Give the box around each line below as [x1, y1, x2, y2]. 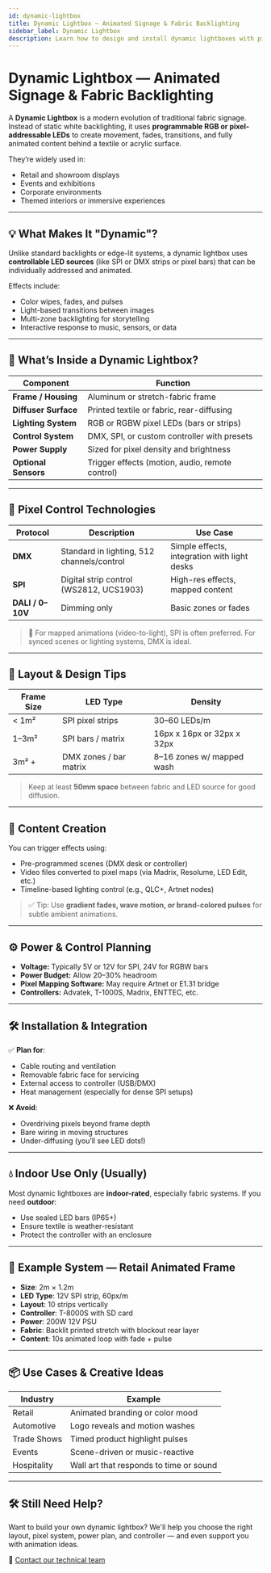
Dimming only [60, 602, 113, 613]
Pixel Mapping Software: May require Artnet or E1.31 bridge [19, 979, 219, 989]
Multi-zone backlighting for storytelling [19, 314, 150, 323]
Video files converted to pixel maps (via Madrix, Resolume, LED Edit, [19, 868, 248, 877]
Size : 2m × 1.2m [19, 1282, 74, 1292]
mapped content [170, 583, 233, 595]
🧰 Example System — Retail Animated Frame [8, 1261, 236, 1275]
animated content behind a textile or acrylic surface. [8, 139, 182, 149]
